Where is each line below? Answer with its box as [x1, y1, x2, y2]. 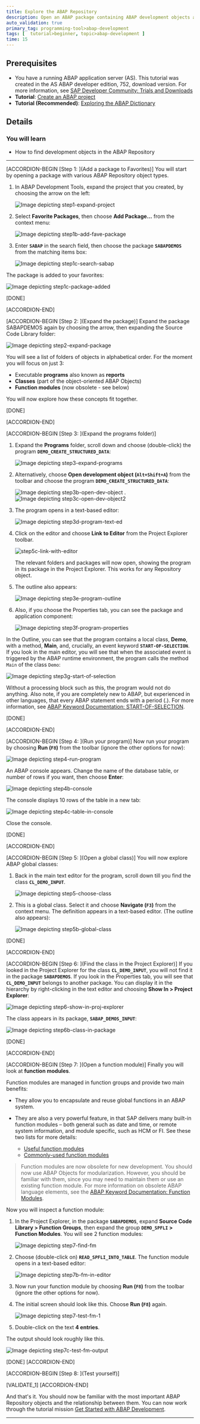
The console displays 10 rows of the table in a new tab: [6, 796, 141, 804]
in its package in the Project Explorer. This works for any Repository [14, 565, 182, 572]
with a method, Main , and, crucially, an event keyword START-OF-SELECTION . [6, 642, 190, 649]
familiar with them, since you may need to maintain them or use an [20, 1175, 184, 1182]
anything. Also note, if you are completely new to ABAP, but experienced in [6, 690, 190, 697]
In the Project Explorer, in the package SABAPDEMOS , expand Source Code [14, 1217, 192, 1225]
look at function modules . [6, 1067, 70, 1075]
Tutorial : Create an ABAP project [14, 93, 96, 100]
